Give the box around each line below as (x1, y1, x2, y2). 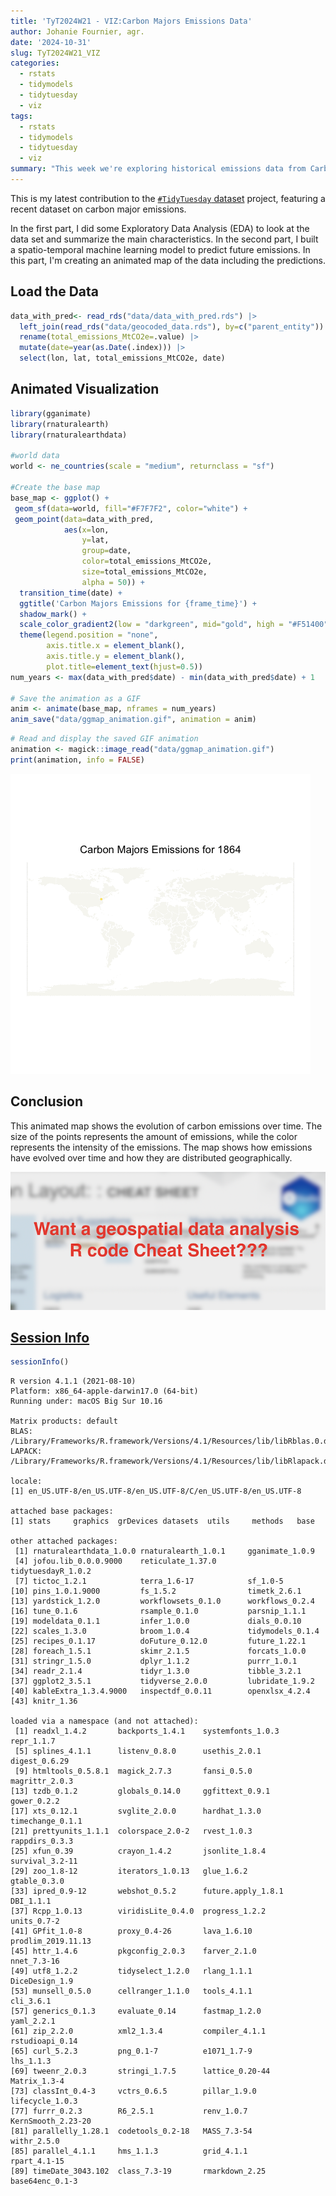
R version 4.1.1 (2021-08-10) (10, 1376, 137, 1387)
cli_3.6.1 (10, 1996, 52, 2007)
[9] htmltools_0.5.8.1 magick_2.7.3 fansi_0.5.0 (14, 1766, 253, 1777)
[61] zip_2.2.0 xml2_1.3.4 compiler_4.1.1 (10, 2026, 267, 2037)
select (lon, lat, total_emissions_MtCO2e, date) (19, 353, 226, 364)
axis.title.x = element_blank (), (46, 641, 186, 651)
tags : (10, 111, 33, 121)
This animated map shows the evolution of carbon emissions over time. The (10, 1120, 323, 1132)
